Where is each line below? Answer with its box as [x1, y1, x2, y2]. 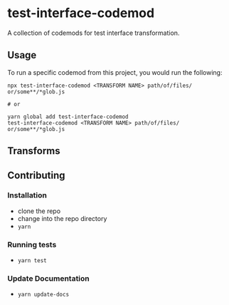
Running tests [7, 239, 57, 249]
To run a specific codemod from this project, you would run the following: [7, 68, 223, 76]
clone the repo [17, 207, 61, 215]
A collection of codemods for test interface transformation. [7, 29, 180, 37]
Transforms [7, 145, 60, 157]
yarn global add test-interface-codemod [7, 113, 129, 120]
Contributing [7, 169, 65, 181]
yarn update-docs [17, 291, 70, 299]
